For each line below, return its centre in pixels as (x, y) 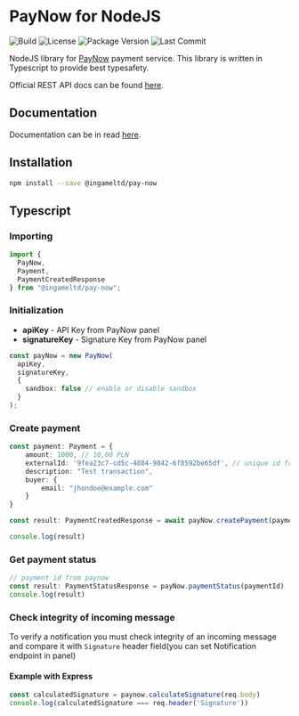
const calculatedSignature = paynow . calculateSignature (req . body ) (135, 695)
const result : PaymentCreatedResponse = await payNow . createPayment (139, 521)
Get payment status (53, 559)
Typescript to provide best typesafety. (79, 68)
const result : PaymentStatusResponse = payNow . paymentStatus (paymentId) (147, 586)
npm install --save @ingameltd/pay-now (83, 183)
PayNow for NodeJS (85, 16)
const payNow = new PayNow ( (61, 355)
